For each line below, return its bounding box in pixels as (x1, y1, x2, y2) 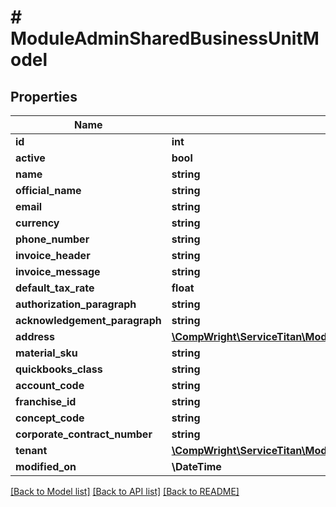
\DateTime (171, 460, 222, 473)
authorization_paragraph (15, 297, 137, 311)
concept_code (15, 411, 85, 425)
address (15, 330, 56, 343)
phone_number (15, 232, 90, 246)
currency (15, 216, 60, 230)
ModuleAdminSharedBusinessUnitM (10, 27, 320, 50)
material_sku (15, 346, 78, 360)
